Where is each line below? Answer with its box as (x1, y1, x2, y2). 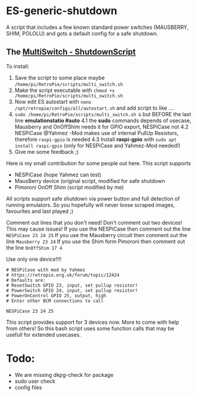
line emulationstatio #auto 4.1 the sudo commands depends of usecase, (14, 117, 192, 124)
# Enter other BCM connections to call (6, 298, 104, 304)
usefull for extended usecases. (6, 331, 81, 338)
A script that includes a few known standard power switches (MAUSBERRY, (6, 24, 189, 31)
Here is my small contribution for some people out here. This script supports (6, 159, 191, 166)
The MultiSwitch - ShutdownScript (6, 47, 136, 57)
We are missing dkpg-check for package (14, 371, 113, 378)
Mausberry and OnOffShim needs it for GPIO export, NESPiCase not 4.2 (14, 123, 189, 130)
